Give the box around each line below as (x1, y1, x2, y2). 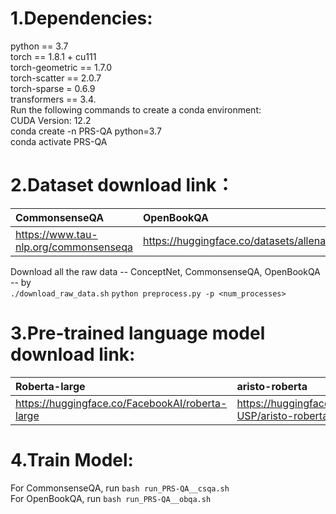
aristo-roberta (236, 379, 308, 393)
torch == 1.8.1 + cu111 (10, 50, 97, 62)
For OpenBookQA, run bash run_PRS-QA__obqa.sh (10, 492, 212, 504)
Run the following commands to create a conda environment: (10, 103, 262, 116)
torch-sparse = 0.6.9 (10, 82, 96, 94)
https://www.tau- (15, 227, 98, 241)
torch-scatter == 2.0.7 (10, 72, 102, 84)
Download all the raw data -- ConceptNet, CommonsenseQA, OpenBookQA (10, 265, 321, 277)
